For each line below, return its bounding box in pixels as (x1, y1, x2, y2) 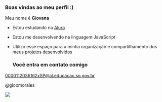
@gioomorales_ (5, 82, 37, 88)
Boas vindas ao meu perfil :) (5, 4, 74, 11)
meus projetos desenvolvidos (12, 49, 73, 55)
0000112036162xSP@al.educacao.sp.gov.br (5, 72, 95, 78)
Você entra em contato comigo (12, 61, 88, 68)
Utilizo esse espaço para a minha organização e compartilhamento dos (12, 44, 157, 50)
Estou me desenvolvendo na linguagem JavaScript (12, 34, 116, 40)
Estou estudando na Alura (12, 25, 65, 31)
